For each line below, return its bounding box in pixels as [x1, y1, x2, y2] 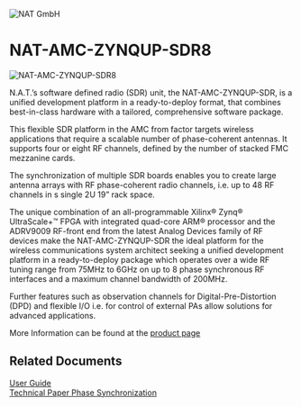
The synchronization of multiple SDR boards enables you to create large [9, 169, 277, 180]
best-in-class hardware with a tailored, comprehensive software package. [9, 106, 284, 117]
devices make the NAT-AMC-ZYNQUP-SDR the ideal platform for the [9, 235, 264, 246]
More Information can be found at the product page [9, 327, 201, 338]
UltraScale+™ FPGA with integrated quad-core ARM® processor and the [9, 216, 276, 227]
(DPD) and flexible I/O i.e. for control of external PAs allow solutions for [9, 300, 273, 311]
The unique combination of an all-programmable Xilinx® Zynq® [9, 206, 243, 217]
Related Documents [9, 354, 123, 369]
